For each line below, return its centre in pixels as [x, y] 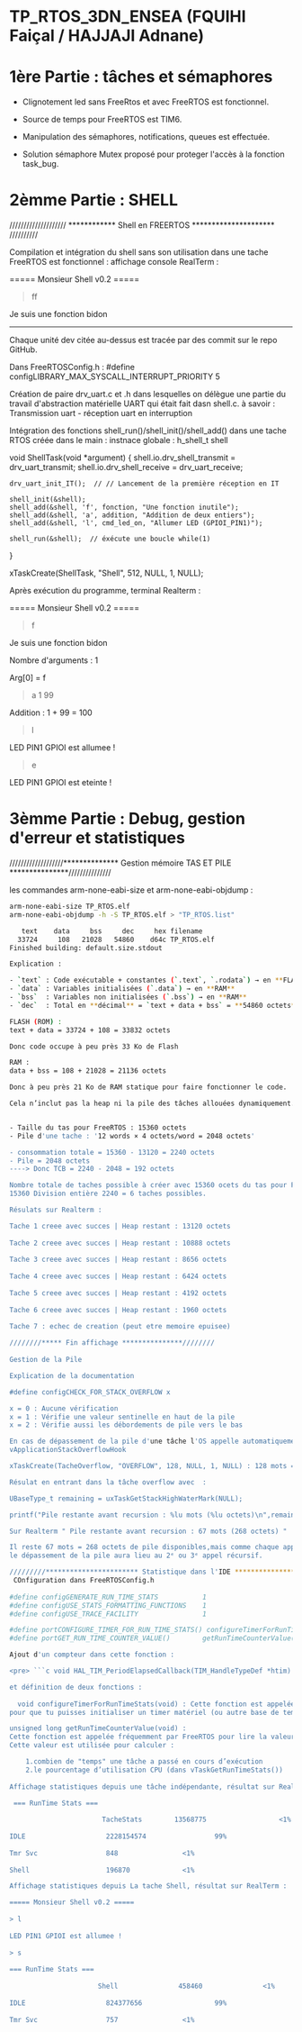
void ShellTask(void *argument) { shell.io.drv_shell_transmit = [123, 458]
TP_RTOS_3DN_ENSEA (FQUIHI [128, 17]
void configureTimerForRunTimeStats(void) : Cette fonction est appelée [156, 1704]
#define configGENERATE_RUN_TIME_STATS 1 [108, 1597]
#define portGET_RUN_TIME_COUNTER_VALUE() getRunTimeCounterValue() [154, 1638]
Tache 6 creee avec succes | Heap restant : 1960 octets [118, 1310]
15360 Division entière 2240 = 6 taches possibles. [108, 1194]
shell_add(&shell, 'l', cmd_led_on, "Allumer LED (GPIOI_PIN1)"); [136, 523]
